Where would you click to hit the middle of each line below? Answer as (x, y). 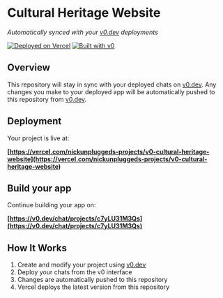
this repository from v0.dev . (47, 99)
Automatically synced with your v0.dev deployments (83, 32)
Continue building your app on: (52, 205)
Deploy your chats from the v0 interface (75, 272)
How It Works (37, 248)
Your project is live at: (38, 138)
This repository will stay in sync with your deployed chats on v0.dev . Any (112, 84)
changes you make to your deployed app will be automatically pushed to (111, 91)
